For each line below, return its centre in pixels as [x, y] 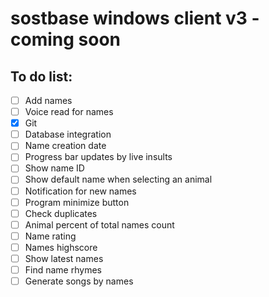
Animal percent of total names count [99, 224]
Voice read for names [69, 112]
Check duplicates [61, 213]
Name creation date [65, 146]
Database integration [68, 134]
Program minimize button [77, 202]
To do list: [41, 76]
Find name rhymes [63, 269]
